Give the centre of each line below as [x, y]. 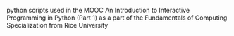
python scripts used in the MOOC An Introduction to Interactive [98, 10]
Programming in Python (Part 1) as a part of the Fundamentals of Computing [117, 18]
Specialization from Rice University [57, 25]
